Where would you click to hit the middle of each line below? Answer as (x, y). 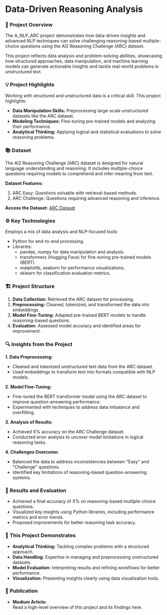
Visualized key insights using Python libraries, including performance (83, 512)
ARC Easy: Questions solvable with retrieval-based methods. (75, 193)
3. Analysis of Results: (29, 422)
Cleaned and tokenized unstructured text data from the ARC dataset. (83, 366)
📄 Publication (22, 591)
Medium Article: (30, 602)
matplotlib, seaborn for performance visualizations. (72, 268)
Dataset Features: (24, 184)
